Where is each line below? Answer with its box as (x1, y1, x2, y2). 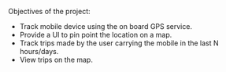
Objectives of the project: (8, 7, 91, 16)
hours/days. (19, 47, 59, 56)
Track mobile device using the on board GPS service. (19, 22, 193, 31)
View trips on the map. (19, 55, 93, 64)
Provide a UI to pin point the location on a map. (19, 31, 172, 39)
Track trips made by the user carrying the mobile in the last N (19, 38, 219, 48)
